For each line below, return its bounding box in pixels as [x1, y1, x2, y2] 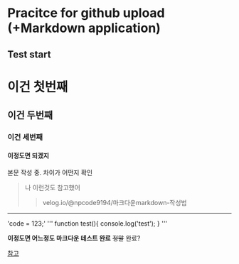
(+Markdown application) [7, 20, 161, 36]
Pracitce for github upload [7, 5, 165, 21]
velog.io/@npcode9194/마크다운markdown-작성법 [42, 199, 187, 207]
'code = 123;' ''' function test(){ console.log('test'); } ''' [7, 219, 168, 228]
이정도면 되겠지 [7, 151, 50, 160]
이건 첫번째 [7, 79, 68, 95]
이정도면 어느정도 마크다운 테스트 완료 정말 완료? [7, 234, 141, 243]
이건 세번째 [7, 133, 43, 143]
